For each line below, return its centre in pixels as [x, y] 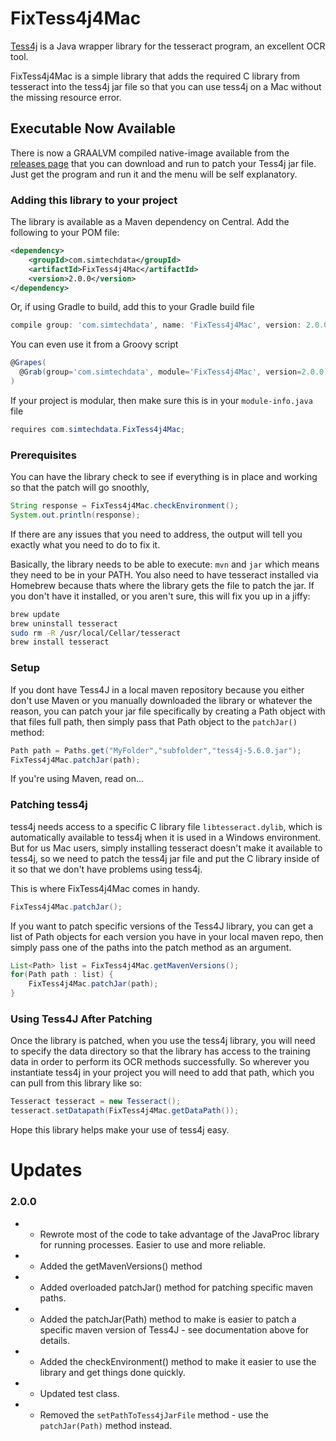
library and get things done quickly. [112, 1372]
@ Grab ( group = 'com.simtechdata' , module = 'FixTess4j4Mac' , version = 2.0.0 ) [174, 372]
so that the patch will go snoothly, [80, 488]
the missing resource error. [66, 97]
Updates [46, 1170]
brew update [35, 614]
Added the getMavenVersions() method [121, 1266]
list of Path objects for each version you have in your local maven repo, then [167, 936]
